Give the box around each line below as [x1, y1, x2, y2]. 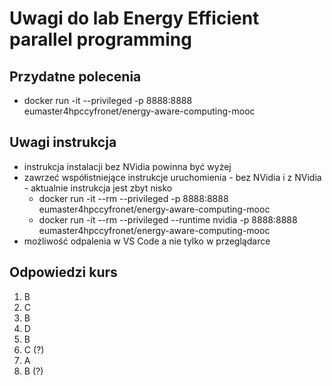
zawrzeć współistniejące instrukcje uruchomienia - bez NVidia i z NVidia [23, 171, 322, 183]
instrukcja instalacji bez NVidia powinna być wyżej [23, 160, 232, 172]
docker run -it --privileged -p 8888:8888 [23, 95, 193, 106]
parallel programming [9, 28, 192, 51]
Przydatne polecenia [9, 68, 142, 85]
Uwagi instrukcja [9, 134, 117, 151]
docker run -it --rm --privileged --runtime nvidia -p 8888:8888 [38, 213, 298, 226]
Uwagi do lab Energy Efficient [9, 7, 260, 30]
